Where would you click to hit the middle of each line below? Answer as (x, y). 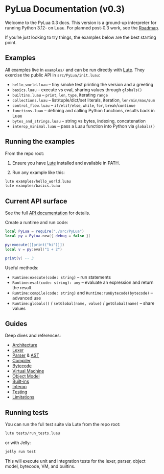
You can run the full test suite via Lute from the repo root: (63, 424)
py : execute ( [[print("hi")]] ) (35, 245)
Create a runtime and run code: (37, 223)
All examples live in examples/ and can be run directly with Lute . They (75, 70)
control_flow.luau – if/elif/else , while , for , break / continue (74, 105)
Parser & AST (26, 355)
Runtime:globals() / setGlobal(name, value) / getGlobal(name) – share (83, 303)
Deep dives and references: (33, 336)
